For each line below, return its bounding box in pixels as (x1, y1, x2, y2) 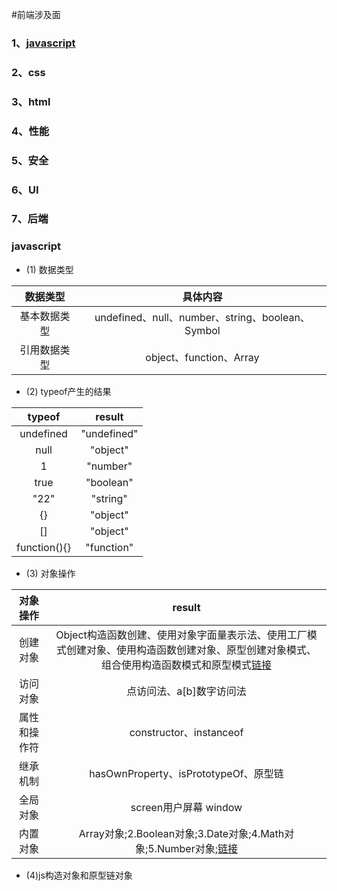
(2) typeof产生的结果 (25, 385, 112, 397)
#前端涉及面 (11, 9, 61, 20)
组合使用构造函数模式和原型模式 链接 (100, 658, 273, 672)
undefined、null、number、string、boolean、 (94, 310, 311, 324)
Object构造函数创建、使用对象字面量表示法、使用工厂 (55, 628, 308, 642)
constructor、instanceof (129, 725, 244, 739)
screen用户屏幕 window (130, 800, 243, 814)
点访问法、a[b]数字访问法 (126, 684, 247, 698)
